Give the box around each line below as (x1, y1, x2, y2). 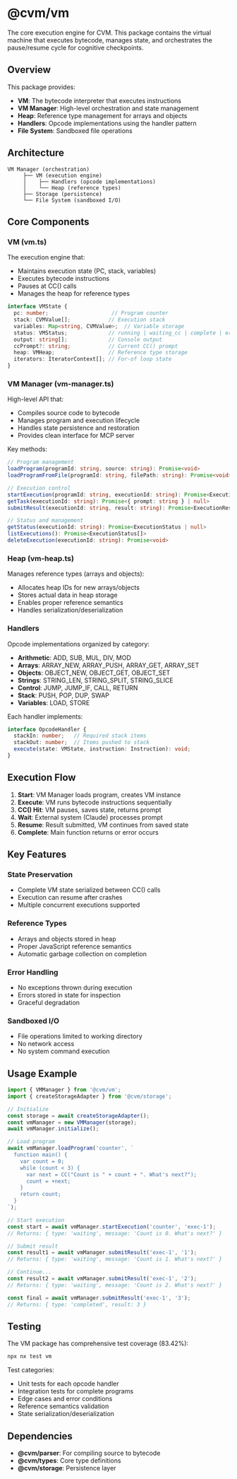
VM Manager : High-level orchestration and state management (17, 104, 199, 112)
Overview (7, 64, 51, 76)
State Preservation (7, 870, 73, 880)
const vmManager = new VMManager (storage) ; (7, 1119, 138, 1126)
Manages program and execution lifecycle (17, 416, 140, 425)
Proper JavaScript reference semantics (17, 942, 132, 951)
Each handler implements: (7, 712, 83, 721)
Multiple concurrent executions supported (17, 900, 140, 910)
